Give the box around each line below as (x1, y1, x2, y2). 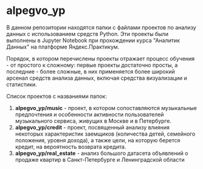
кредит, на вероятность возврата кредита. (15, 143, 126, 150)
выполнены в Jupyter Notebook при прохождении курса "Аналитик (6, 36, 181, 44)
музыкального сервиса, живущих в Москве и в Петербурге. (15, 117, 172, 125)
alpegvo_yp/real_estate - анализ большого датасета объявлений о (15, 150, 188, 157)
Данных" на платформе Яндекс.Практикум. (6, 43, 120, 50)
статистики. (6, 80, 38, 88)
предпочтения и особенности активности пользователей (15, 111, 164, 118)
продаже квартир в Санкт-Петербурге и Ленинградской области (15, 156, 185, 163)
